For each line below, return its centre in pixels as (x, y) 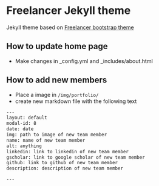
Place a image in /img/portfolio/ (57, 95)
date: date (20, 129)
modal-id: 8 (21, 124)
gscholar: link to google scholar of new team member (76, 157)
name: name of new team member (46, 140)
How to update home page (57, 46)
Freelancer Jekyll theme (69, 11)
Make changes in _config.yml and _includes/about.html (84, 61)
